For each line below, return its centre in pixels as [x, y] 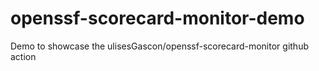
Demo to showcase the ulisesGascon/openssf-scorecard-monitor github [159, 46]
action [23, 56]
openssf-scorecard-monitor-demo [157, 18]
